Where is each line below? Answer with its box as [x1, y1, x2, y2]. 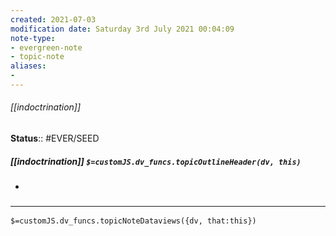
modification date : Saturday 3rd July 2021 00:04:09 [10, 24, 235, 34]
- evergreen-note [10, 42, 83, 53]
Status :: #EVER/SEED [10, 132, 100, 145]
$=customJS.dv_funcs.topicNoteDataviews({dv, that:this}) [10, 216, 257, 226]
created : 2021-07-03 [10, 14, 97, 25]
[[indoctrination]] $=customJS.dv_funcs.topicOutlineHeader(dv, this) [10, 155, 302, 167]
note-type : [10, 33, 56, 43]
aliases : [10, 61, 47, 71]
